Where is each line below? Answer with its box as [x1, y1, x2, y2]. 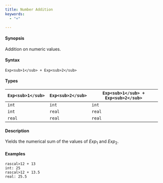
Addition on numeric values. [5, 46, 61, 52]
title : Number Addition [5, 7, 53, 12]
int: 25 [5, 166, 21, 171]
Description [5, 128, 30, 134]
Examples [5, 151, 26, 156]
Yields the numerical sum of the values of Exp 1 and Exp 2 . [5, 138, 119, 145]
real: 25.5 [5, 174, 27, 179]
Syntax [5, 57, 20, 63]
